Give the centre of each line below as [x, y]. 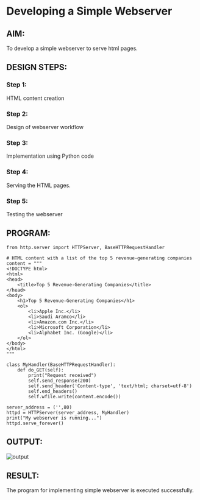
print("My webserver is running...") [54, 418]
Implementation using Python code [50, 156]
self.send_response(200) [60, 381]
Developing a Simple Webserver [89, 11]
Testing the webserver [34, 214]
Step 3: [17, 143]
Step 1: [16, 85]
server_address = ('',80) [39, 407]
